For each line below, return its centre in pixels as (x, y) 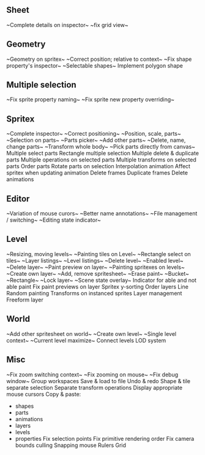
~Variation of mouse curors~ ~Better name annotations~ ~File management (102, 214)
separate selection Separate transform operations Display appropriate (94, 387)
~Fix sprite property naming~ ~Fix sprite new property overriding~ (91, 99)
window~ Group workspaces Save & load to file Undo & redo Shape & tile (99, 381)
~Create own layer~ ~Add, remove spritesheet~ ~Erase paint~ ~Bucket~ (98, 273)
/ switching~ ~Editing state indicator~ (54, 220)
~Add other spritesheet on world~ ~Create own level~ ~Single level (91, 333)
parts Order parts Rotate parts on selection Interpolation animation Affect (99, 166)
